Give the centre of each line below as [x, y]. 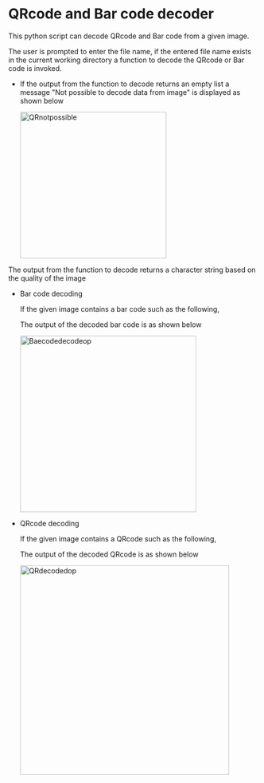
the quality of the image [47, 278]
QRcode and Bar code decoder [111, 14]
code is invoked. [35, 68]
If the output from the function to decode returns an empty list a [124, 84]
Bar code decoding [51, 293]
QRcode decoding [49, 523]
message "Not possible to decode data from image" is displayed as [130, 92]
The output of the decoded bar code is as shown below [111, 325]
